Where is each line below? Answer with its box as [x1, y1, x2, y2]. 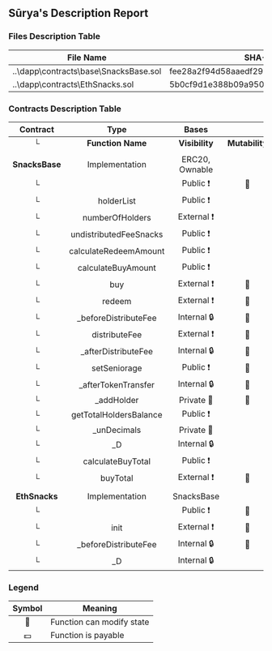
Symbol [12, 603, 43, 615]
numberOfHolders [82, 212, 151, 224]
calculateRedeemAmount [68, 246, 165, 257]
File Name [67, 52, 107, 63]
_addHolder [94, 394, 139, 405]
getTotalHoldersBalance [71, 409, 164, 421]
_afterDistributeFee [80, 346, 154, 358]
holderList [97, 195, 136, 207]
